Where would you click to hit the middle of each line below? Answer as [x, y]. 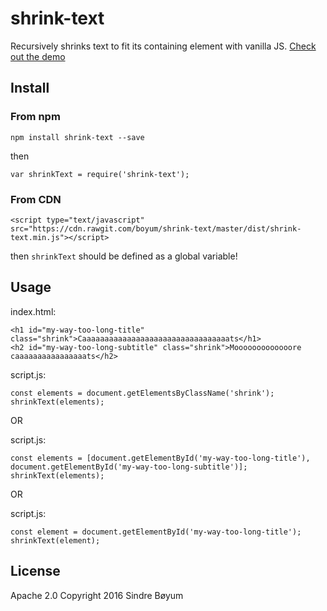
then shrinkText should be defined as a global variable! [124, 256]
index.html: [33, 311]
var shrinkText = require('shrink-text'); [100, 174]
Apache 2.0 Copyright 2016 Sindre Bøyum [97, 595]
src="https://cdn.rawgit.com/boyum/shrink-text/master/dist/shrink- [156, 228]
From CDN [36, 199]
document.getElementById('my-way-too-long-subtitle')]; [129, 467]
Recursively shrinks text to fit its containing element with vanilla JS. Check [163, 46]
